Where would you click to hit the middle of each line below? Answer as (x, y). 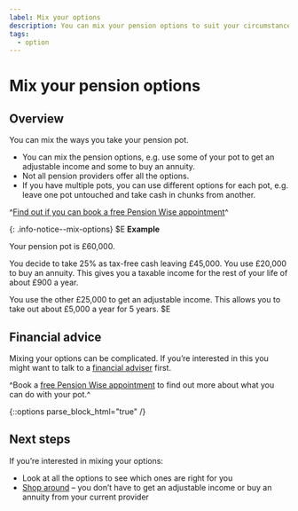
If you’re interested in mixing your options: (86, 460)
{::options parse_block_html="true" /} (78, 412)
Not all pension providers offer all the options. (106, 176)
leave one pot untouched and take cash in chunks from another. (139, 195)
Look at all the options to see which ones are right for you (127, 478)
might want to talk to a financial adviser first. (90, 368)
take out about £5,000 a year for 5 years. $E (90, 309)
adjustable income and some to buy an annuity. (108, 167)
